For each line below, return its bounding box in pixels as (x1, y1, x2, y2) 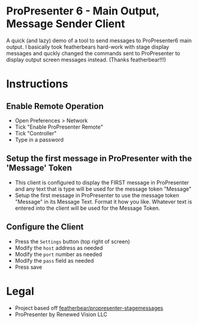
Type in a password (14, 136, 64, 143)
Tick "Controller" (14, 129, 57, 136)
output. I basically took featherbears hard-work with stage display (6, 43, 169, 50)
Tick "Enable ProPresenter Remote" (14, 123, 103, 130)
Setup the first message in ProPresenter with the (6, 153, 192, 164)
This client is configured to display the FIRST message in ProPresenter (14, 179, 190, 186)
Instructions (6, 77, 68, 91)
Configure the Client (6, 222, 84, 232)
